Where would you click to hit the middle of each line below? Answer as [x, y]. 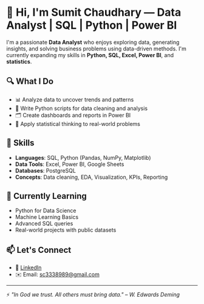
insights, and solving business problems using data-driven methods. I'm [96, 49]
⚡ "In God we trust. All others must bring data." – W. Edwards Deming [93, 295]
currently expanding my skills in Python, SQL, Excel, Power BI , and [90, 55]
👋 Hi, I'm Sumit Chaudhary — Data [94, 12]
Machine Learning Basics [47, 217]
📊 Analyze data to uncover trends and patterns [74, 99]
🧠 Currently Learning [46, 196]
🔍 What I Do [30, 81]
